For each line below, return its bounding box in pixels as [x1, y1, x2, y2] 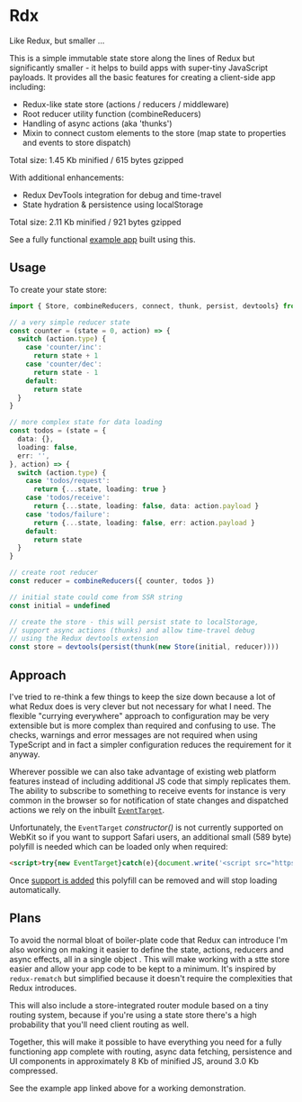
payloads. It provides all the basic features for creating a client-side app [9, 71, 276, 82]
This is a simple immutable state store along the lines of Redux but [9, 52, 255, 63]
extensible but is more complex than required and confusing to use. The [9, 720, 276, 731]
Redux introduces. [9, 982, 77, 993]
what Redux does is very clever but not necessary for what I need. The [9, 700, 271, 712]
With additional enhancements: [9, 172, 124, 183]
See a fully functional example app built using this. [9, 233, 196, 244]
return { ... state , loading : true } [32, 485, 167, 494]
